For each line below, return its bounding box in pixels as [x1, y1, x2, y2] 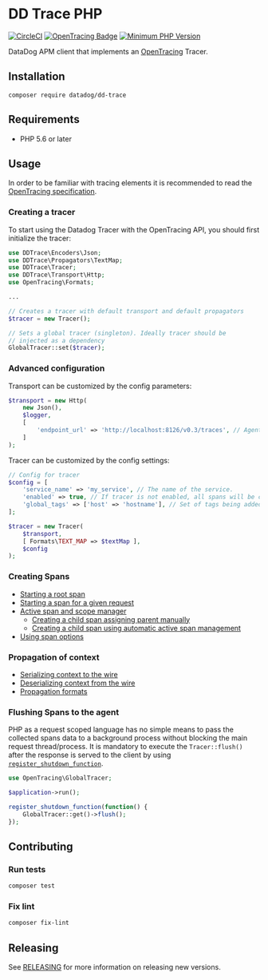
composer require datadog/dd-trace [8, 91, 127, 99]
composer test [8, 882, 56, 891]
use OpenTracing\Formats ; [8, 279, 94, 287]
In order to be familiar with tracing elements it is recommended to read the [8, 178, 253, 188]
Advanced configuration [8, 363, 105, 374]
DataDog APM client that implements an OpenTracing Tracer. [8, 46, 209, 56]
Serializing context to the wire [19, 669, 118, 679]
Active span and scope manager [19, 606, 127, 616]
